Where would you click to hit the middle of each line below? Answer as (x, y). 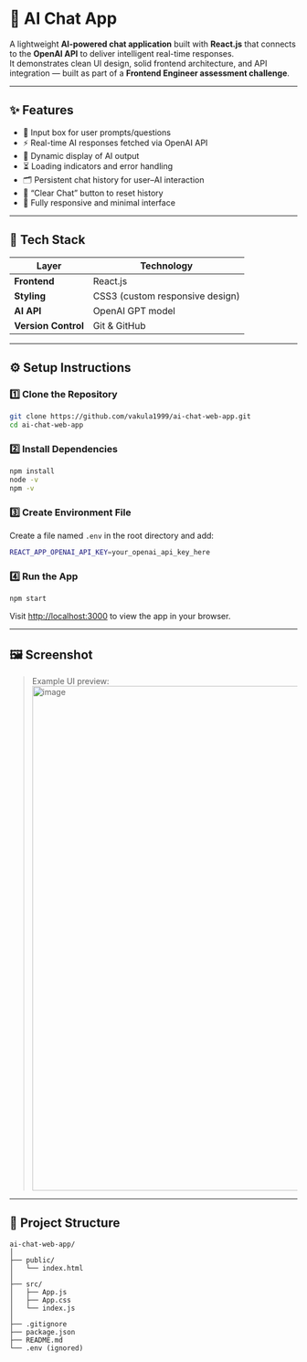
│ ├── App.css (40, 1300)
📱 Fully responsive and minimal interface (99, 202)
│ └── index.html (47, 1268)
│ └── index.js (42, 1308)
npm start (28, 599)
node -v (24, 480)
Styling (30, 296)
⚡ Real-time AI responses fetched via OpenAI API (115, 143)
